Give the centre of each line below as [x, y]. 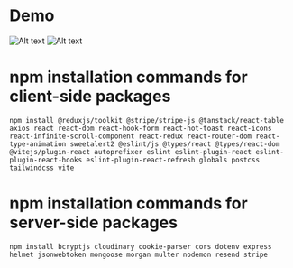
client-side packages [90, 97]
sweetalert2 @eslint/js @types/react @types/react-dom [175, 144]
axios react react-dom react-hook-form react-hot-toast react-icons [141, 128]
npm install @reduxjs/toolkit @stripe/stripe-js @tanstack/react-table [146, 120]
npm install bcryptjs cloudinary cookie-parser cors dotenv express [141, 246]
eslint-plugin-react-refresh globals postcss [173, 160]
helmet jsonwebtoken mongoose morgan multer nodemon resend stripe [139, 254]
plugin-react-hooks [46, 160]
